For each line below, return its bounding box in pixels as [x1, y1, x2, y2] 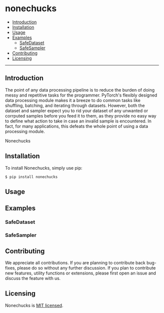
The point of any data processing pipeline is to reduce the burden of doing [5, 87, 155, 93]
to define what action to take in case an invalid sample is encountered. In [5, 118, 152, 124]
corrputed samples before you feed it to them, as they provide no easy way [5, 113, 157, 118]
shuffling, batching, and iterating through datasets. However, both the [5, 102, 145, 108]
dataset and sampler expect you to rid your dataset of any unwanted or [5, 108, 148, 114]
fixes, [5, 265, 16, 271]
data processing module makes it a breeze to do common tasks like [5, 97, 141, 103]
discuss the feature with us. [5, 275, 61, 281]
